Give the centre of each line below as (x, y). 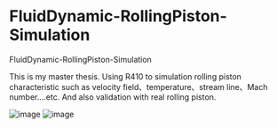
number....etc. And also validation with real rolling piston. (113, 97)
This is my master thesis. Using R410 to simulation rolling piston (126, 76)
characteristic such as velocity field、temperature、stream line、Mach (138, 87)
